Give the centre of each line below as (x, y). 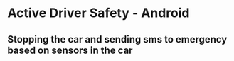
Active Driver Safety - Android (99, 13)
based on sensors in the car (70, 50)
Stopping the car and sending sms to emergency (117, 39)
